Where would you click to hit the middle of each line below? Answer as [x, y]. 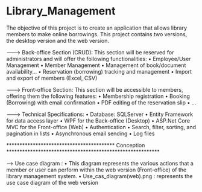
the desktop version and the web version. [58, 40]
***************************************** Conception [76, 145]
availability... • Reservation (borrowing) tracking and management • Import [99, 71]
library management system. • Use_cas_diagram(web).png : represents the [99, 176]
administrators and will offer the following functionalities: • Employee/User [99, 59]
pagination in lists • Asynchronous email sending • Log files [80, 133]
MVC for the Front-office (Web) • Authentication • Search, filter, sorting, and [101, 127]
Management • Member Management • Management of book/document [96, 65]
